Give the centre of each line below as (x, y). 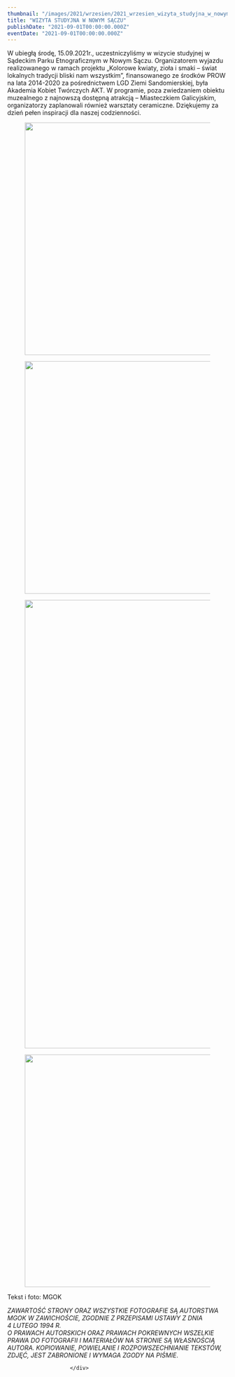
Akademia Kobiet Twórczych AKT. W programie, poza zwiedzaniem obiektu (116, 90)
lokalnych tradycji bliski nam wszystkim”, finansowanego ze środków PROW (116, 76)
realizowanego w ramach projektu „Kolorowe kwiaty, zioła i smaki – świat (112, 68)
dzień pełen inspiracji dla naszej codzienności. (74, 113)
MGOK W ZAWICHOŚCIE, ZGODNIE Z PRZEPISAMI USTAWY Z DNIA (105, 1318)
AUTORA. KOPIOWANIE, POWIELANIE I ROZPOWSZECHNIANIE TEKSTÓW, (115, 1348)
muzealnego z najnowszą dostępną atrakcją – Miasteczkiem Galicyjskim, (112, 98)
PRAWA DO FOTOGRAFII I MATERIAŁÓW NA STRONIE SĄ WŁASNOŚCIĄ (111, 1341)
